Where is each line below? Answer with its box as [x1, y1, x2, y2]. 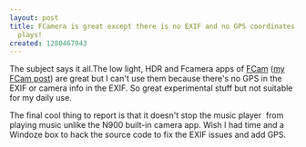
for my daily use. [9, 93, 73, 103]
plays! [17, 30, 43, 39]
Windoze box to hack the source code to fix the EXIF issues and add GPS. [9, 129, 287, 141]
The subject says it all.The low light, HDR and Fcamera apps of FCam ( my [9, 64, 285, 74]
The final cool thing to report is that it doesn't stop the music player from [9, 110, 284, 121]
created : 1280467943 [9, 38, 88, 48]
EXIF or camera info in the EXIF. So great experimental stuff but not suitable [9, 83, 293, 93]
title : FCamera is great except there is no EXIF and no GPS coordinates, [9, 22, 300, 31]
